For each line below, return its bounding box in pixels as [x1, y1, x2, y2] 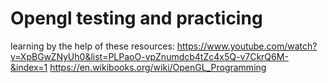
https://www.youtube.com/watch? [176, 40, 318, 52]
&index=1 [10, 61, 48, 73]
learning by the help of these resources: [10, 40, 175, 52]
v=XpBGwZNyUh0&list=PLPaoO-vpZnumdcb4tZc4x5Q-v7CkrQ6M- [10, 50, 289, 62]
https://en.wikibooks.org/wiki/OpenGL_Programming [49, 61, 267, 73]
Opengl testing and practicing [10, 7, 263, 30]
